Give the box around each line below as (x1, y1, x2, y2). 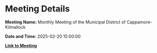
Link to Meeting (5, 42, 37, 48)
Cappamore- (126, 19, 153, 25)
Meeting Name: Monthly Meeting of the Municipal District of (5, 19, 126, 25)
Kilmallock (5, 24, 26, 30)
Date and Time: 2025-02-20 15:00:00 (5, 33, 81, 39)
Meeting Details (5, 3, 70, 14)
